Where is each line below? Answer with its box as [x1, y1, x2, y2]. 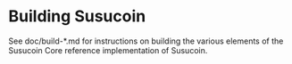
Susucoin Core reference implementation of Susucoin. [8, 44, 208, 55]
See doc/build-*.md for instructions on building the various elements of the [8, 36, 284, 46]
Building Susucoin [8, 6, 146, 27]
